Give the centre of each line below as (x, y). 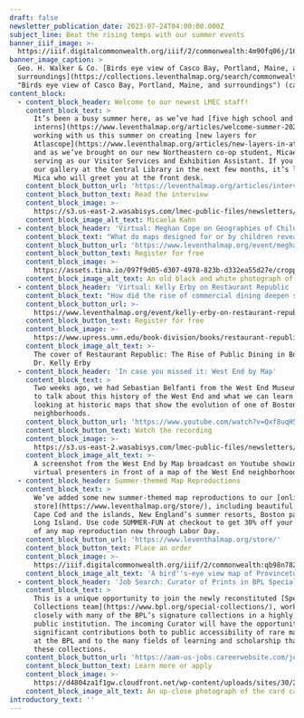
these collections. (70, 649)
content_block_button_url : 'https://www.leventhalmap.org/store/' (153, 540)
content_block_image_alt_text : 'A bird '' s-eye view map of (139, 573)
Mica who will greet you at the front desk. (119, 177)
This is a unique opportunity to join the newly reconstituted (155, 598)
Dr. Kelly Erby (62, 363)
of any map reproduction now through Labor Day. (127, 531)
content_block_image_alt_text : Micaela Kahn (111, 220)
